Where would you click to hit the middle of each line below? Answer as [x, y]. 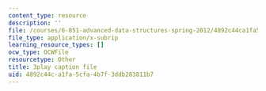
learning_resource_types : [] [56, 45]
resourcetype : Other [42, 60]
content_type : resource [47, 15]
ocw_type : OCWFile [38, 52]
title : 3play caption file [53, 67]
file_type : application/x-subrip [63, 38]
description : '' [35, 23]
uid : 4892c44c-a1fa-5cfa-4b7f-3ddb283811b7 [81, 74]
